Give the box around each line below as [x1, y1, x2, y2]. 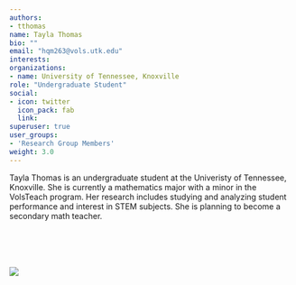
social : [9, 88, 39, 97]
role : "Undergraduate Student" [9, 80, 127, 89]
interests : [9, 55, 51, 64]
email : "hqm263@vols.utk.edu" [9, 47, 124, 56]
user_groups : [9, 131, 59, 140]
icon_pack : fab [17, 106, 75, 115]
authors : [9, 13, 42, 23]
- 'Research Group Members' [9, 139, 116, 148]
